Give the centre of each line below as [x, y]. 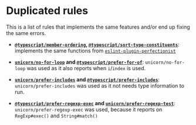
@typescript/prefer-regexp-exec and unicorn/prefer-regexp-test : [95, 103]
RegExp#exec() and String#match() [56, 116]
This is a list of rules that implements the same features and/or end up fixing [98, 27]
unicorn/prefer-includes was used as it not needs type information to [99, 85]
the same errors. [26, 33]
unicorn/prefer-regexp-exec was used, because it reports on [88, 109]
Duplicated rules [47, 11]
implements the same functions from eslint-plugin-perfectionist [95, 50]
